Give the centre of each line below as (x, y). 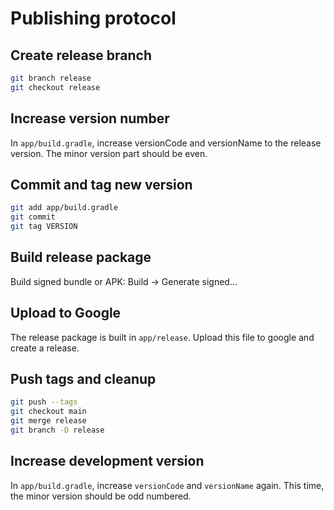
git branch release (51, 78)
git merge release (48, 421)
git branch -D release (57, 430)
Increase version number (90, 118)
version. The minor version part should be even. (109, 153)
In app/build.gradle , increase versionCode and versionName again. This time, (167, 485)
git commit (33, 217)
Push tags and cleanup (83, 379)
